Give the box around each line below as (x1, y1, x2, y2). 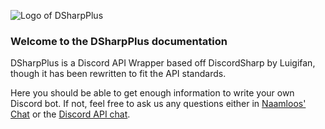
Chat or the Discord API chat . (10, 108, 131, 120)
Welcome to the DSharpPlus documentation (10, 34, 228, 48)
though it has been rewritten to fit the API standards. (10, 68, 227, 80)
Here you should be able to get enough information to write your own (10, 87, 295, 99)
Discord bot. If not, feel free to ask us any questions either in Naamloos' (10, 98, 307, 110)
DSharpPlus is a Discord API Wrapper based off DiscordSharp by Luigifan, (10, 57, 316, 69)
